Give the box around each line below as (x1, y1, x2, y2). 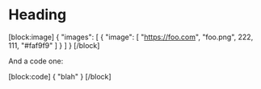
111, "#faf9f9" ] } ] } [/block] (8, 40, 100, 50)
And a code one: (8, 56, 64, 66)
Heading (8, 6, 67, 24)
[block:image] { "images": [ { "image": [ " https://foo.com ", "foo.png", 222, (8, 32, 254, 42)
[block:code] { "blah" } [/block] (8, 71, 112, 81)
